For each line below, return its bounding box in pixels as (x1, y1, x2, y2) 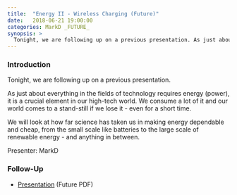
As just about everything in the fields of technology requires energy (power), (7, 89, 230, 98)
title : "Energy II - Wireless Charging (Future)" (7, 10, 159, 18)
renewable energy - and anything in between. (7, 133, 140, 141)
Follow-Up (7, 164, 44, 174)
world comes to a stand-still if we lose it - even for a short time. (7, 104, 192, 113)
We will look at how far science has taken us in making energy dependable (7, 118, 224, 127)
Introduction (7, 60, 51, 70)
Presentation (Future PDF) (17, 180, 94, 189)
